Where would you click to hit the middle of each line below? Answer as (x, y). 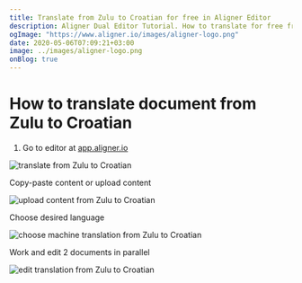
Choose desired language (57, 217)
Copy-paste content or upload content (80, 182)
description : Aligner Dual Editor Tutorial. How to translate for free (146, 26)
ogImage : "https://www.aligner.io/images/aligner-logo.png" (124, 34)
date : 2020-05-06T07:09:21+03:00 (72, 43)
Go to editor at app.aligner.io (75, 147)
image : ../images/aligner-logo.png (76, 51)
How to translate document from (133, 104)
